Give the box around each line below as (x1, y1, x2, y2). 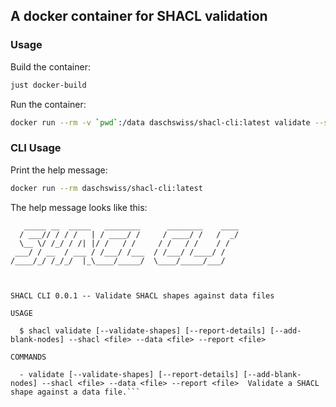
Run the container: (10, 98, 87, 110)
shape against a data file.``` (10, 387, 141, 397)
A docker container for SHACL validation (10, 8, 268, 25)
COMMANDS (10, 352, 47, 362)
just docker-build (10, 80, 87, 90)
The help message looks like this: (10, 201, 148, 213)
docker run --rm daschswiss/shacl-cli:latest (10, 183, 203, 193)
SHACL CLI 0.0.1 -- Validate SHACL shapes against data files (10, 290, 275, 301)
